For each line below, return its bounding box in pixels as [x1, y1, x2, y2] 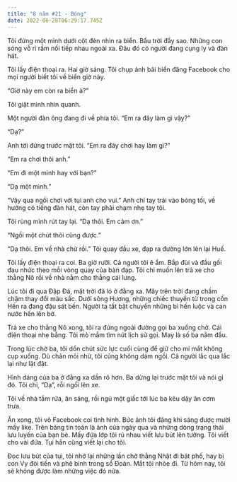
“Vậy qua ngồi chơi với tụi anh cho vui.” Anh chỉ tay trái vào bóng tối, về [7, 196, 216, 204]
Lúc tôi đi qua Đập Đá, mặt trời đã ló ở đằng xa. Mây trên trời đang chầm [7, 287, 218, 295]
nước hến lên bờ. [7, 309, 57, 318]
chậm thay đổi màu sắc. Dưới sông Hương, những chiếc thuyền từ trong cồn [7, 294, 229, 302]
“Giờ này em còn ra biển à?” [7, 86, 89, 95]
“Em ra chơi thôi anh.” [7, 155, 71, 163]
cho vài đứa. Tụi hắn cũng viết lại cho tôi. [7, 437, 127, 446]
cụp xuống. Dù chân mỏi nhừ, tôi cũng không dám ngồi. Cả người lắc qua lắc [7, 351, 231, 360]
